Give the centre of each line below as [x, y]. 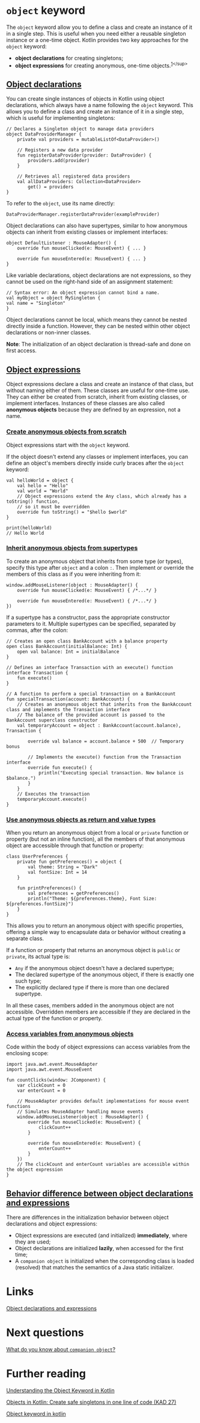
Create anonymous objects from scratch [66, 432]
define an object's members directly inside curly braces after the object [95, 463]
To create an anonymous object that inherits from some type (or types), [95, 561]
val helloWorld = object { [40, 480]
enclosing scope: [28, 1053]
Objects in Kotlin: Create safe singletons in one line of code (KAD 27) [91, 1402]
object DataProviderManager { [44, 134]
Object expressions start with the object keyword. [68, 445]
